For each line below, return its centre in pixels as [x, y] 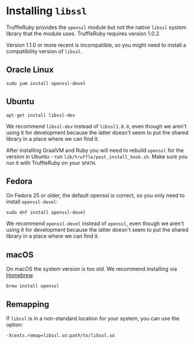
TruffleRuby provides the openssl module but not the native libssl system [96, 27]
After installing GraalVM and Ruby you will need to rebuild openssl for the [95, 150]
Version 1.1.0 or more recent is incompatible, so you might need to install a [96, 45]
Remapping [28, 304]
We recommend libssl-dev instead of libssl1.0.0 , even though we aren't [96, 126]
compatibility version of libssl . [44, 51]
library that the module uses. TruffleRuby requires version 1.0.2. [83, 33]
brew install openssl [33, 286]
